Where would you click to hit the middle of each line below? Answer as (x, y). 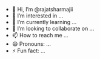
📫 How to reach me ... (40, 35)
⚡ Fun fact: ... (28, 51)
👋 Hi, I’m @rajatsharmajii (42, 9)
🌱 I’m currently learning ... (44, 22)
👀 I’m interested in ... (38, 16)
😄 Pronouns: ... (32, 44)
